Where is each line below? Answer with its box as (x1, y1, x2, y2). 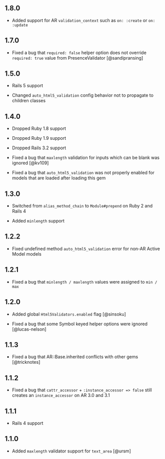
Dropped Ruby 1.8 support (11, 125, 66, 132)
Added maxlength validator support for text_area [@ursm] (11, 448, 131, 454)
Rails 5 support (11, 83, 43, 89)
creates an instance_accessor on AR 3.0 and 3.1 (11, 392, 110, 398)
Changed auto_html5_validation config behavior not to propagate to (11, 92, 153, 98)
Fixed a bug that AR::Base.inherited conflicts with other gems (11, 354, 138, 360)
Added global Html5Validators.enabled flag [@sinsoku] (11, 311, 126, 317)
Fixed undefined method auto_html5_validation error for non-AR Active (11, 246, 160, 252)
